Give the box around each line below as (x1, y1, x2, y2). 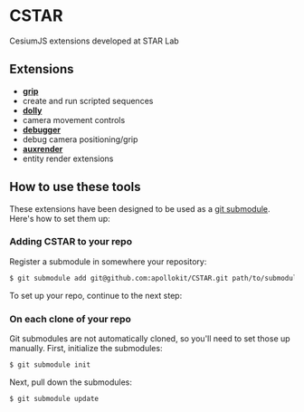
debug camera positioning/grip (22, 133, 138, 145)
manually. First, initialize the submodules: (9, 343, 163, 354)
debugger (22, 124, 62, 135)
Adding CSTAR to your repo (9, 235, 133, 248)
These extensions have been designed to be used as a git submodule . (9, 203, 271, 214)
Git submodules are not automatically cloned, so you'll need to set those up (9, 333, 291, 344)
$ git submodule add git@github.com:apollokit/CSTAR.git (9, 273, 229, 283)
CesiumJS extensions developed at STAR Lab (9, 35, 179, 46)
